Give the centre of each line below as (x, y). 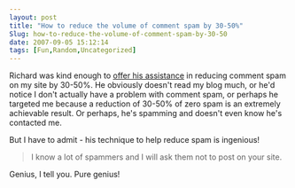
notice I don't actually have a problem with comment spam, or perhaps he (144, 95)
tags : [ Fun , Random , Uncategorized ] (73, 51)
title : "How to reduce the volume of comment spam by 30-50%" (126, 26)
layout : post (33, 17)
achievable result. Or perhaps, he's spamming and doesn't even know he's (146, 114)
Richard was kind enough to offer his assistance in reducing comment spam (147, 75)
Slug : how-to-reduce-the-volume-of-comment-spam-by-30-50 (118, 34)
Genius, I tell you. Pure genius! (65, 175)
